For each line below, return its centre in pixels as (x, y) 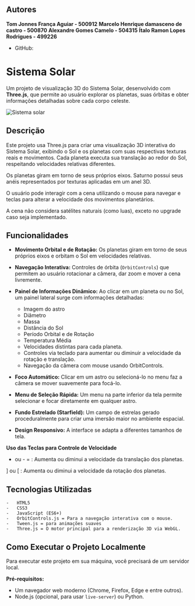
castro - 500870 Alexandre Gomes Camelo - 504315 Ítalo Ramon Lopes (96, 30)
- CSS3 (17, 508)
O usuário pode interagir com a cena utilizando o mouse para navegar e (94, 193)
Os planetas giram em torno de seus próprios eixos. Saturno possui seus (95, 175)
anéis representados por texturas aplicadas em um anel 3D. (79, 181)
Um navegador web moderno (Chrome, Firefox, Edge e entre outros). (99, 590)
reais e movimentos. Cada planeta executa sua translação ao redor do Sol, (97, 157)
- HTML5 (18, 503)
